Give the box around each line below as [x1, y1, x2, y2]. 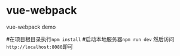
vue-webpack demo [6, 23, 56, 30]
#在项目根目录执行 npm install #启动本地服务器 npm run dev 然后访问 [6, 35, 175, 42]
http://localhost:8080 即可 [6, 43, 74, 50]
